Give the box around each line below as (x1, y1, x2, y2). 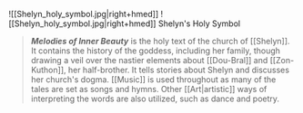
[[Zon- (269, 55, 295, 65)
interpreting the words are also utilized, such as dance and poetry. (30, 93, 279, 104)
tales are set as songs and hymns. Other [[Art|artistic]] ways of (30, 84, 268, 94)
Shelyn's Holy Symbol (157, 18, 241, 29)
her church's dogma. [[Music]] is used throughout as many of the (30, 74, 277, 85)
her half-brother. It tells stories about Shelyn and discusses (67, 64, 290, 75)
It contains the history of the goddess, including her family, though (30, 45, 281, 56)
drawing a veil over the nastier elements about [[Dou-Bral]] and (30, 55, 268, 65)
